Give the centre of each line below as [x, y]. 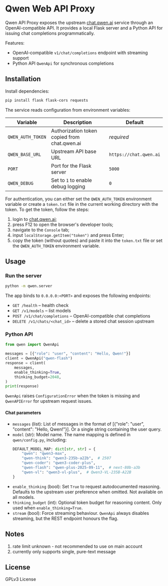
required [119, 137]
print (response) [22, 386]
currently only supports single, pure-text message [64, 551]
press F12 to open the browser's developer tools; [63, 224]
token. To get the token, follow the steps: [47, 209]
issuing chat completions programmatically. [50, 33]
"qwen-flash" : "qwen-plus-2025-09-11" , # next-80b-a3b [81, 468]
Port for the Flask [71, 166]
